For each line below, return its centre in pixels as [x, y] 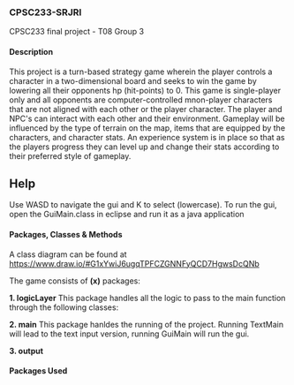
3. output [26, 351]
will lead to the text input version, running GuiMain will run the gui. [129, 334]
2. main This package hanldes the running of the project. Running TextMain [147, 324]
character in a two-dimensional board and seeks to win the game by [133, 80]
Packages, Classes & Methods [66, 234]
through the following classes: [64, 307]
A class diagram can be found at [68, 254]
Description [31, 51]
